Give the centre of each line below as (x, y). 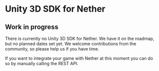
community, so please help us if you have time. (52, 49)
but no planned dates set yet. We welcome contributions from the (71, 44)
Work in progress (32, 27)
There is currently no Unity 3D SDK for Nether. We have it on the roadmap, (80, 38)
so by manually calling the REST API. (42, 63)
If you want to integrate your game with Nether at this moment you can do (79, 58)
